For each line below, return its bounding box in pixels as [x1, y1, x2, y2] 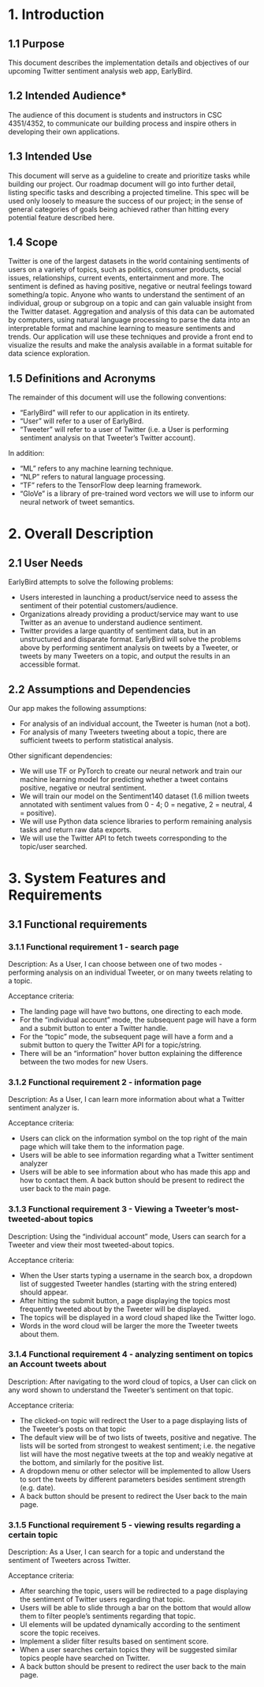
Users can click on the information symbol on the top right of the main [19, 1133, 247, 1143]
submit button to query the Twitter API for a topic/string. [19, 1040, 203, 1050]
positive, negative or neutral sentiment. [19, 783, 147, 793]
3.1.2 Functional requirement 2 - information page [8, 1076, 203, 1088]
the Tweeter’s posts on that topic [19, 1424, 127, 1433]
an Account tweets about [8, 1358, 107, 1370]
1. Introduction [8, 6, 105, 24]
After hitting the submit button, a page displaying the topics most [19, 1295, 231, 1305]
